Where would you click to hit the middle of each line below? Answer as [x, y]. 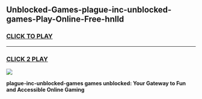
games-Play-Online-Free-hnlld [65, 19]
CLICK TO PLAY [29, 37]
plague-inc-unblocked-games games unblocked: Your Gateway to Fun [96, 83]
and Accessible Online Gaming [45, 89]
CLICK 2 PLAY [27, 59]
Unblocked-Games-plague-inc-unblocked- [89, 10]
